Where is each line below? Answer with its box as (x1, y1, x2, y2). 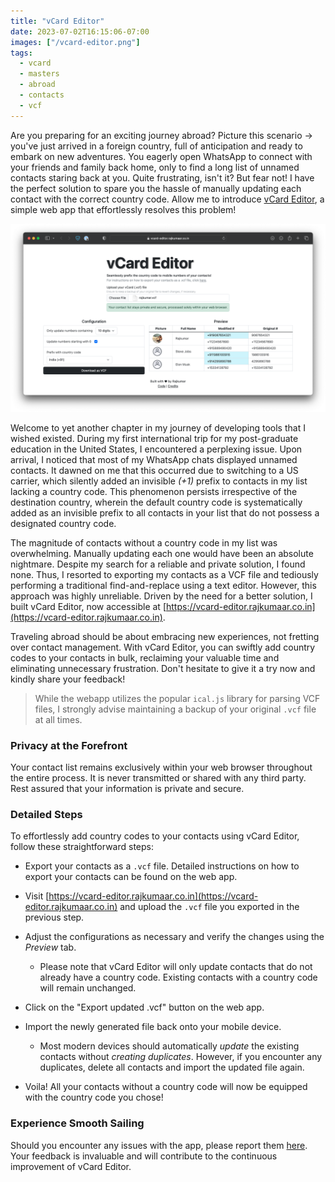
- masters (19, 69, 60, 79)
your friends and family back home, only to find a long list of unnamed (10, 161, 300, 173)
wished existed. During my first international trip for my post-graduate (10, 432, 299, 444)
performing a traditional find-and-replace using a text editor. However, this (10, 579, 317, 591)
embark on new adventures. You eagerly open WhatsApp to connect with (10, 150, 313, 162)
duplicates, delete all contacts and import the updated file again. (39, 1061, 305, 1074)
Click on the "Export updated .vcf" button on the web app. (24, 1001, 265, 1014)
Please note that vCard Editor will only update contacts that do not (39, 961, 313, 973)
